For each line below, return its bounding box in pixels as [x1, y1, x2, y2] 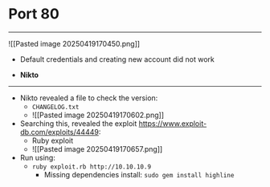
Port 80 [8, 5, 60, 23]
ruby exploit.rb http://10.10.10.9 [31, 162, 151, 171]
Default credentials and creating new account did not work [19, 54, 215, 64]
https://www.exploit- [138, 118, 207, 128]
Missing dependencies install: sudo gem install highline [43, 169, 235, 179]
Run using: [19, 152, 56, 162]
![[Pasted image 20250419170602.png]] [31, 110, 165, 120]
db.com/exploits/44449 [19, 127, 99, 136]
